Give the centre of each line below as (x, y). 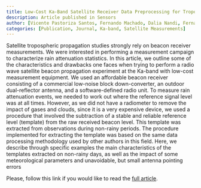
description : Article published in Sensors (61, 17)
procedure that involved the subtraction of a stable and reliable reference (96, 116)
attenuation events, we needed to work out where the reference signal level (99, 97)
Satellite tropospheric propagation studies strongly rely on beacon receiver (99, 46)
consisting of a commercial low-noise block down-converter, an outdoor (95, 84)
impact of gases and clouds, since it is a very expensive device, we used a (98, 109)
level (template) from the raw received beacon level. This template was (94, 122)
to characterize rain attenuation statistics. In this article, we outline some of (99, 58)
